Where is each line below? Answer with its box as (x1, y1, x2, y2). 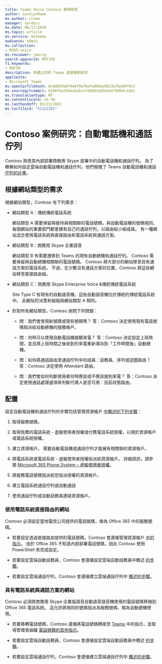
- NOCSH (5, 66, 21, 71)
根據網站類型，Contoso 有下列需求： (5, 199, 78, 205)
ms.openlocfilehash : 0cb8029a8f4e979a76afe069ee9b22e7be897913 (5, 83, 135, 89)
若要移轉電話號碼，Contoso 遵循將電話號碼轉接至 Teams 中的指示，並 (12, 621, 152, 627)
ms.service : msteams (5, 34, 47, 39)
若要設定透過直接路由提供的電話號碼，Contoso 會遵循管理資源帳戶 (12, 534, 145, 540)
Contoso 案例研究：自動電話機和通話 (5, 129, 152, 140)
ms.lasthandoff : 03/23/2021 (5, 102, 62, 107)
